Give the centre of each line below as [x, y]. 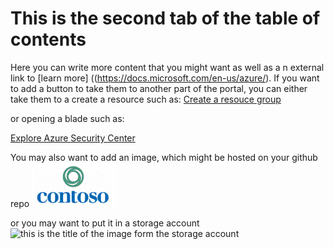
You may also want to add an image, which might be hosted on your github [164, 157]
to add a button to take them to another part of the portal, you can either [159, 88]
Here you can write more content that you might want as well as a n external [167, 67]
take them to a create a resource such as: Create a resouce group [146, 99]
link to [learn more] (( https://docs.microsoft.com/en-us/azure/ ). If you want [165, 78]
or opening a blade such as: [67, 118]
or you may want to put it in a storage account [105, 223]
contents [48, 39]
